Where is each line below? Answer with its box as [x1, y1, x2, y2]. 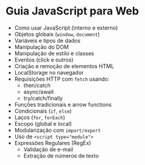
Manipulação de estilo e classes [14, 49, 94, 57]
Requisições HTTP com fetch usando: [14, 75, 110, 82]
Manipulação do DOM [14, 43, 69, 51]
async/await [23, 88, 54, 95]
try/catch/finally [23, 95, 63, 102]
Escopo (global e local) [14, 120, 72, 127]
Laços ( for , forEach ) [14, 113, 66, 121]
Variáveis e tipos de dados [14, 37, 81, 44]
